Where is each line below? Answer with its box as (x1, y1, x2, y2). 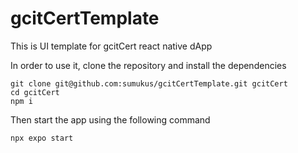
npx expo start (10, 133, 74, 143)
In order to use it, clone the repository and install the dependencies (10, 59, 287, 71)
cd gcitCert (10, 87, 60, 97)
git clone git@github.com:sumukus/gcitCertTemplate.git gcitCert (10, 78, 288, 89)
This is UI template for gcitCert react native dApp (10, 40, 213, 52)
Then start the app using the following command (10, 113, 211, 126)
